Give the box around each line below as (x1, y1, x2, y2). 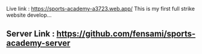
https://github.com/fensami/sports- (56, 29, 196, 39)
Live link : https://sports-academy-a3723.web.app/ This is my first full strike (6, 5, 195, 12)
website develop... (6, 11, 52, 19)
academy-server (6, 38, 71, 49)
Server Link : (6, 29, 55, 39)
